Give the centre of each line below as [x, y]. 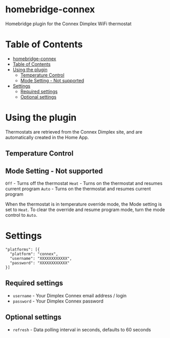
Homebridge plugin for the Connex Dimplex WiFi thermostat [68, 24]
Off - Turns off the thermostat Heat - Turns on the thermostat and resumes [84, 183]
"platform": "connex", [34, 254]
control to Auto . [21, 215]
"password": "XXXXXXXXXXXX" [40, 263]
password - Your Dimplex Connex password [58, 301]
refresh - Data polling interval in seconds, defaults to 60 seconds [82, 329]
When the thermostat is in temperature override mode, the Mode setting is [84, 204]
